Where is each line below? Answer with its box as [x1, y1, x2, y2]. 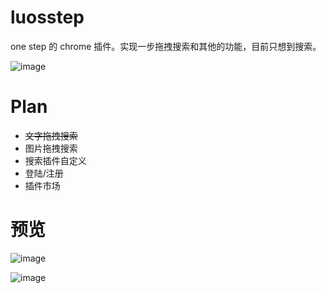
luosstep [10, 6, 85, 29]
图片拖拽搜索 [24, 142, 78, 154]
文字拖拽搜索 [24, 129, 78, 141]
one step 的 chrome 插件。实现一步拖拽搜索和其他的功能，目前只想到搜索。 [10, 40, 322, 52]
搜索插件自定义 [24, 154, 87, 166]
